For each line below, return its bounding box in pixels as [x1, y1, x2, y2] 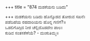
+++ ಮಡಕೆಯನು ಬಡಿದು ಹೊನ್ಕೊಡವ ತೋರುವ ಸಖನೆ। [5, 14, 86, 19]
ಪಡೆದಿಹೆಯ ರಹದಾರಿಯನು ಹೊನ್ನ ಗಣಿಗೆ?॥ [5, 19, 67, 25]
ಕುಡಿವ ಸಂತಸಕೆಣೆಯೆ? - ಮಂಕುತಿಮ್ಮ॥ [5, 30, 59, 36]
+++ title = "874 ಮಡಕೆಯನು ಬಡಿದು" [5, 4, 68, 10]
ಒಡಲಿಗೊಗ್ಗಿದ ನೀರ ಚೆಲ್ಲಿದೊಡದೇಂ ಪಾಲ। [5, 25, 63, 30]
